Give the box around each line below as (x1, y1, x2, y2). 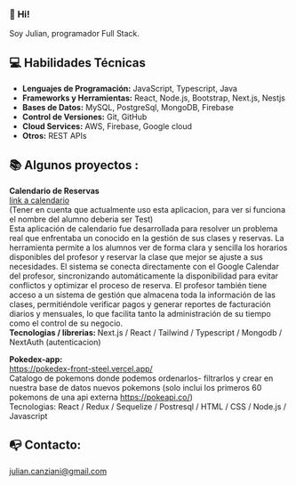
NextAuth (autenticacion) (9, 336, 101, 347)
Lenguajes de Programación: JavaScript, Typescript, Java (21, 84, 238, 94)
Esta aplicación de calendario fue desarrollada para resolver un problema (9, 222, 278, 234)
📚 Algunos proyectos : (9, 158, 140, 173)
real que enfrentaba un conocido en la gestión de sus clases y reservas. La (9, 232, 284, 243)
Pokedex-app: (9, 353, 63, 364)
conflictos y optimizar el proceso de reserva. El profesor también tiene (9, 279, 268, 290)
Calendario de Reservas (9, 185, 100, 196)
